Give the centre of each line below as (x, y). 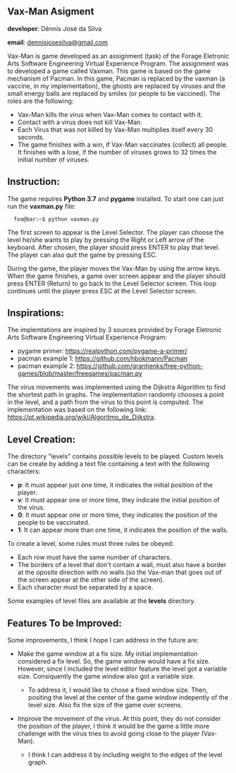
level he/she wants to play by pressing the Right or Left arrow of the (106, 240)
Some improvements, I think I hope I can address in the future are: (103, 640)
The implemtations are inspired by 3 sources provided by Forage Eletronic (114, 330)
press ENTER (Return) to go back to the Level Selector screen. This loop (112, 283)
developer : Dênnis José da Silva (55, 28)
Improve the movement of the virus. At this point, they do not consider (119, 719)
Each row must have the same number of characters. (94, 557)
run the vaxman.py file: (42, 206)
